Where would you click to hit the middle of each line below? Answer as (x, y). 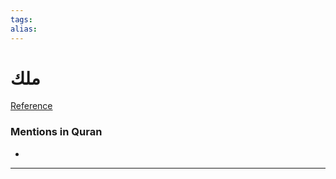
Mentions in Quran (56, 132)
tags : (21, 19)
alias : (24, 29)
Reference (31, 106)
